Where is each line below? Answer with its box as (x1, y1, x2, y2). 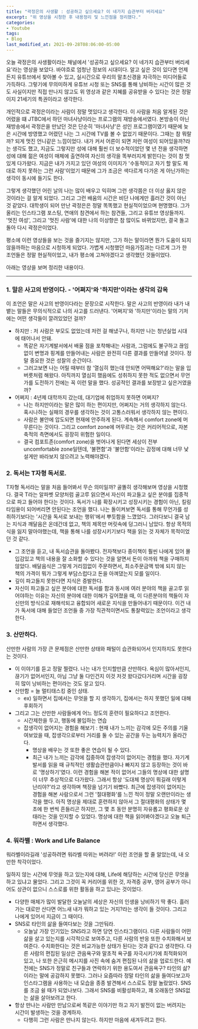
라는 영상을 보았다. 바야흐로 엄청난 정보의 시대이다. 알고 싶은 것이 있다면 (12, 66, 177, 73)
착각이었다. (16, 858, 43, 865)
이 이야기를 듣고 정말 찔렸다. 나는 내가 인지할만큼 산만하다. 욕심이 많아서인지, (14, 665, 191, 672)
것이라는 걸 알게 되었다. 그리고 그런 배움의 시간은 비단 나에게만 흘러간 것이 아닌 (6, 194, 187, 201)
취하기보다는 (6, 513, 35, 520)
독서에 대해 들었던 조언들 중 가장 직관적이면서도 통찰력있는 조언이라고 (21, 607, 180, 614)
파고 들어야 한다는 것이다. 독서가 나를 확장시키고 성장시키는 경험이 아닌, (16, 499, 181, 506)
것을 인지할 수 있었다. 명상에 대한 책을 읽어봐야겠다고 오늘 (48, 813, 180, 820)
